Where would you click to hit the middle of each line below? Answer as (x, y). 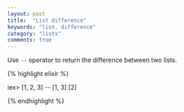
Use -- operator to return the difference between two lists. (92, 60)
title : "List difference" (47, 20)
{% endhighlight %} (36, 101)
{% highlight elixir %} (38, 74)
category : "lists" (34, 33)
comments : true (30, 40)
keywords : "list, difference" (52, 27)
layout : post (26, 14)
